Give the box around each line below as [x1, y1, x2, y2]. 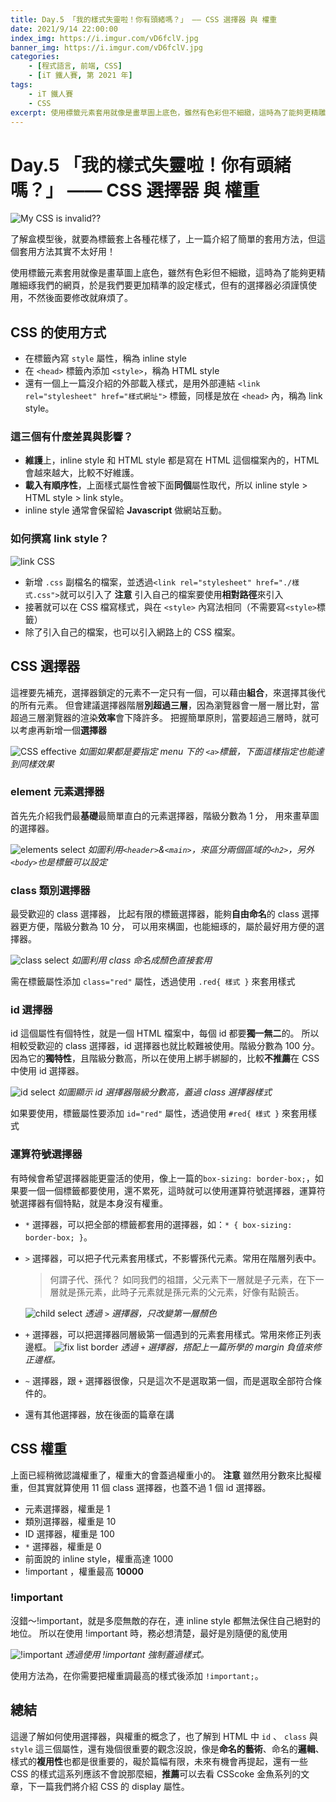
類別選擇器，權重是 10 [24, 1515, 117, 1527]
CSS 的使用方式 [10, 324, 107, 341]
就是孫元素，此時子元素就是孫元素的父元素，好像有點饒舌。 [58, 1286, 305, 1298]
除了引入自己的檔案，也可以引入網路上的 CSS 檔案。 [24, 626, 241, 638]
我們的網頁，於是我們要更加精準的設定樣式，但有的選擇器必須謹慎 [36, 279, 308, 291]
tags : [10, 80, 33, 90]
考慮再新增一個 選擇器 [18, 724, 107, 736]
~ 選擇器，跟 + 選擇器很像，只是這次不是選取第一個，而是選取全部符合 [24, 1374, 313, 1386]
